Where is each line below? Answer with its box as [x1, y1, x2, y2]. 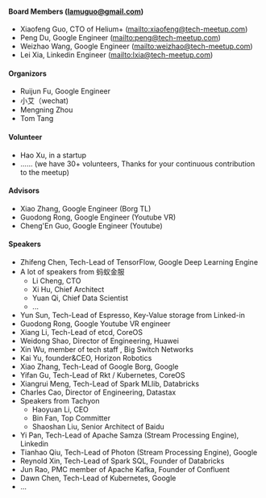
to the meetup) [19, 167, 70, 177]
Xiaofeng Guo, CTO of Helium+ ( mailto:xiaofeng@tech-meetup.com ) [19, 24, 248, 34]
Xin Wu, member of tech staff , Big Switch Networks [19, 345, 193, 354]
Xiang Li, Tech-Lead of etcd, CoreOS [19, 328, 143, 337]
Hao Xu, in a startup [19, 150, 87, 160]
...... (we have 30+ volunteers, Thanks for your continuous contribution [19, 158, 256, 169]
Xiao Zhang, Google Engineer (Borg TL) [19, 203, 152, 213]
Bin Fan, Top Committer [31, 413, 111, 423]
